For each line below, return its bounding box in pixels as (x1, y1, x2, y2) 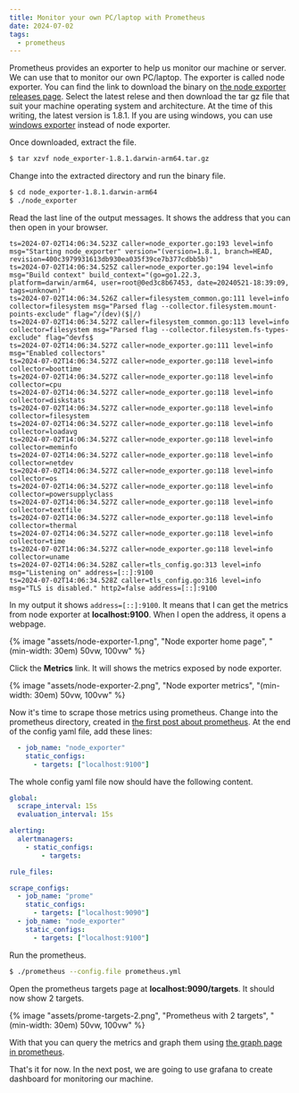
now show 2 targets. (9, 993, 85, 1003)
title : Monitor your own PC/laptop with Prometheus (9, 13, 205, 22)
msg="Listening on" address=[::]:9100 (9, 568, 154, 577)
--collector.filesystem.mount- (161, 302, 278, 311)
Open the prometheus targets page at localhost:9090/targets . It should (9, 983, 275, 994)
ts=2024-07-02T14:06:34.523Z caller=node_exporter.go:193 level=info (9, 239, 274, 248)
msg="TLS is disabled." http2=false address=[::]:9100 (9, 584, 218, 593)
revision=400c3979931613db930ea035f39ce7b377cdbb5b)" (9, 254, 214, 264)
